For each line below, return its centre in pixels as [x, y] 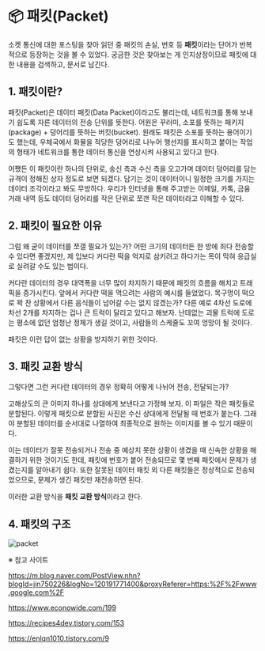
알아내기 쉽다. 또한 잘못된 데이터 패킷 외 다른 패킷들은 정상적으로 [134, 470]
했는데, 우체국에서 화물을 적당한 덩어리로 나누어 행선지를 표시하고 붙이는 [127, 142]
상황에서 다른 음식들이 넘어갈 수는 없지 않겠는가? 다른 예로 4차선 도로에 [142, 302]
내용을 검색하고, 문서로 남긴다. [63, 64]
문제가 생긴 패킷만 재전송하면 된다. [91, 480]
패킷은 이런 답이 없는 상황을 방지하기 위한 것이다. [83, 339]
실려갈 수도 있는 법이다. [52, 266]
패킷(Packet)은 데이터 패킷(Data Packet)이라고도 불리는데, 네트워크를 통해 [123, 112]
